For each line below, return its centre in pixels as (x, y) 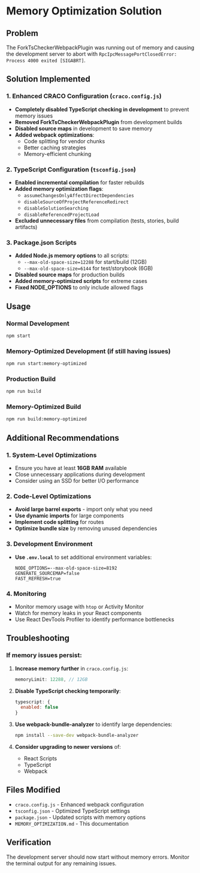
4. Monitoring (26, 594)
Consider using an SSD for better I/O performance (77, 481)
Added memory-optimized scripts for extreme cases (81, 281)
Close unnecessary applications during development (80, 474)
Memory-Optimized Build (44, 407)
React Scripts (40, 758)
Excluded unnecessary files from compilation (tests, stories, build (97, 221)
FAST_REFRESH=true (38, 579)
